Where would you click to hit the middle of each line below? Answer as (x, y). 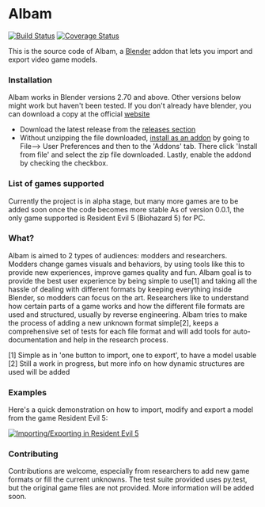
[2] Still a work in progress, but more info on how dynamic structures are (127, 363)
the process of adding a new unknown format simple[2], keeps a (114, 322)
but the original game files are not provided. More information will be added (131, 488)
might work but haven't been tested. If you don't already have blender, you (130, 106)
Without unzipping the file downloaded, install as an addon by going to (134, 138)
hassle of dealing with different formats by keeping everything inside (120, 289)
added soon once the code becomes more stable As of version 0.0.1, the (126, 209)
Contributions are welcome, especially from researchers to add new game (129, 471)
